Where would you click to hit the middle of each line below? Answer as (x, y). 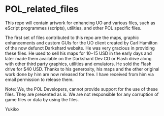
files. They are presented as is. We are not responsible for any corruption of (82, 94)
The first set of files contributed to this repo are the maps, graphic (72, 38)
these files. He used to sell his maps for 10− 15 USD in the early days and (79, 53)
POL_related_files (42, 9)
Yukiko (12, 109)
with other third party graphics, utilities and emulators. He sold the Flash (78, 64)
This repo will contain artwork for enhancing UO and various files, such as (80, 23)
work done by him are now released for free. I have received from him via (80, 74)
